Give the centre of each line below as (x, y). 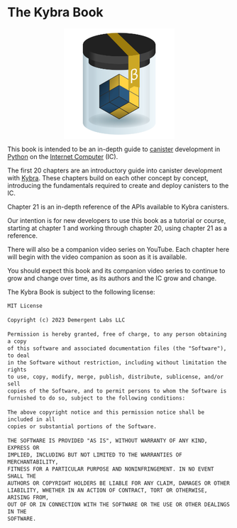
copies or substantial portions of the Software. (82, 427)
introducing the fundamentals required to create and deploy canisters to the (118, 185)
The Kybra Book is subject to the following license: (81, 292)
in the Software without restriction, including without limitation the (117, 363)
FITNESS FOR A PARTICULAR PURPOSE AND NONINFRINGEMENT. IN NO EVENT (111, 469)
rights (17, 370)
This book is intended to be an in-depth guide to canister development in (114, 149)
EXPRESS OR (23, 448)
